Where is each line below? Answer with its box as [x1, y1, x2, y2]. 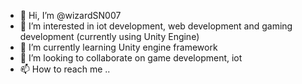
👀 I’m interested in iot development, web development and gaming [19, 20, 293, 32]
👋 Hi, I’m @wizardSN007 [19, 10, 122, 21]
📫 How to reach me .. [19, 63, 111, 75]
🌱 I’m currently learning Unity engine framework [19, 41, 218, 53]
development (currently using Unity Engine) [19, 31, 200, 42]
